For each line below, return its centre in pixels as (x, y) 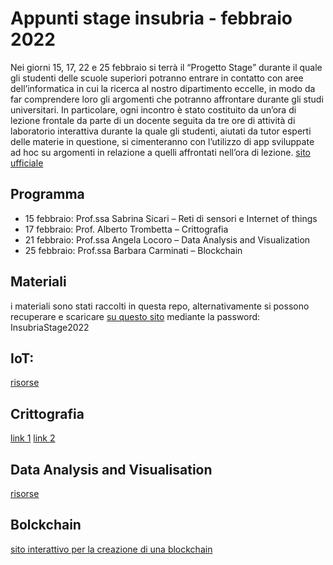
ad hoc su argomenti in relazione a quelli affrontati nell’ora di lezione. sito (160, 152)
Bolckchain (46, 525)
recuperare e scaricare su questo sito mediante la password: (135, 316)
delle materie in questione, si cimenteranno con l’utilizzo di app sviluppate (162, 141)
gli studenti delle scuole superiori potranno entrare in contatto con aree (157, 78)
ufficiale (27, 163)
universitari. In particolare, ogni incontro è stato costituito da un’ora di (153, 109)
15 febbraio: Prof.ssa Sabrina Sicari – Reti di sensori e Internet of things (171, 218)
